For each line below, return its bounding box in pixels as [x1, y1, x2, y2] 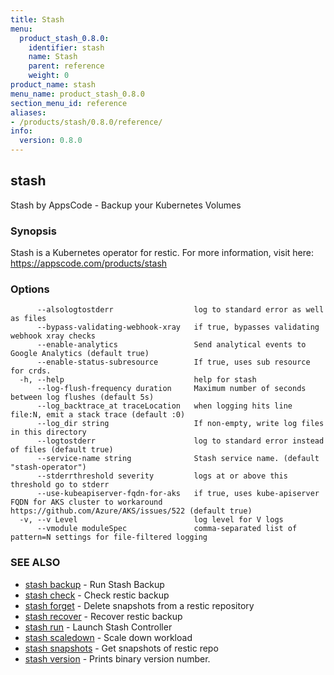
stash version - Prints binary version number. [24, 652, 211, 665]
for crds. [10, 366, 52, 376]
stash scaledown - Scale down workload [24, 631, 193, 643]
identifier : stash [28, 42, 105, 53]
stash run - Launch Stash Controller [24, 621, 173, 633]
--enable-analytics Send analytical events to [36, 340, 307, 350]
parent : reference [28, 61, 105, 71]
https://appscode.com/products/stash [10, 257, 168, 270]
